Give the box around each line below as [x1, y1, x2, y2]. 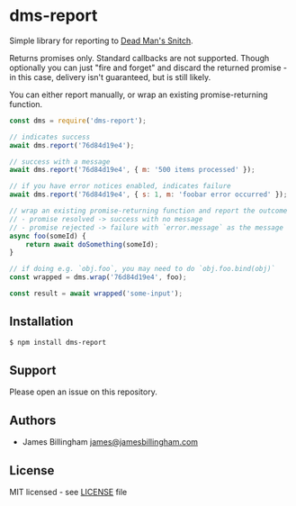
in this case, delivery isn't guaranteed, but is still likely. [9, 71, 211, 82]
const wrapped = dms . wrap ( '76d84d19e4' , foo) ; [9, 273, 187, 282]
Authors [9, 412, 57, 428]
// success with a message [9, 157, 111, 167]
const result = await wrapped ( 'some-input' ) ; [9, 289, 183, 298]
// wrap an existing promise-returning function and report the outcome [9, 206, 288, 216]
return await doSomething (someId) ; [25, 239, 159, 248]
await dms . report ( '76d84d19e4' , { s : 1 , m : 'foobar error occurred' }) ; [9, 190, 288, 199]
